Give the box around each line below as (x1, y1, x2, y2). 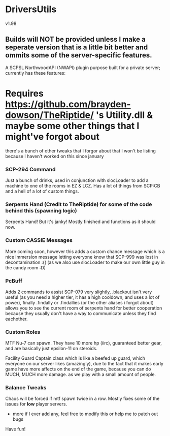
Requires (5, 87, 44, 99)
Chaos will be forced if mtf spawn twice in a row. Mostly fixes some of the (5, 395, 160, 402)
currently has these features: (5, 70, 66, 76)
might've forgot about (5, 131, 100, 142)
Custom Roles (5, 328, 41, 335)
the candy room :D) (5, 264, 46, 270)
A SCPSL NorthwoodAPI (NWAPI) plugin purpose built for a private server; (5, 65, 161, 71)
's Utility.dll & (95, 109, 153, 120)
